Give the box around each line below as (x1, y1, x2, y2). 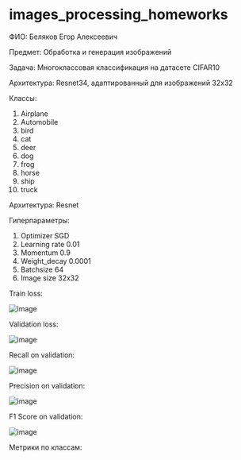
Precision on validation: (9, 381, 86, 390)
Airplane (20, 109, 48, 118)
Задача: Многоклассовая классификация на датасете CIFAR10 (9, 62, 220, 72)
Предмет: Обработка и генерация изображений (9, 47, 172, 56)
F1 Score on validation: (9, 412, 83, 421)
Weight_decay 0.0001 (20, 256, 91, 265)
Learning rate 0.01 (20, 239, 80, 249)
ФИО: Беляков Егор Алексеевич (9, 32, 118, 41)
